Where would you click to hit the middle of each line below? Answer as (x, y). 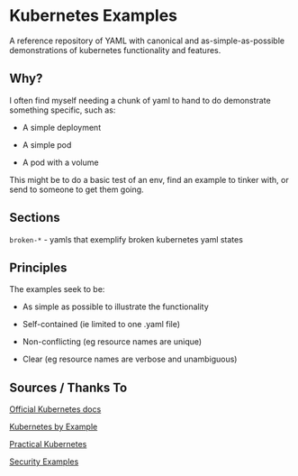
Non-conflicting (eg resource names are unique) (112, 342)
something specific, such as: (63, 110)
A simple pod (47, 144)
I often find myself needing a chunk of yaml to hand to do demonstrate (140, 100)
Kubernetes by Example (54, 427)
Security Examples (44, 462)
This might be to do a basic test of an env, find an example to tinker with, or (149, 179)
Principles (38, 267)
